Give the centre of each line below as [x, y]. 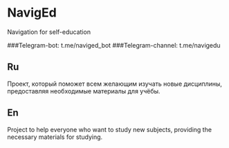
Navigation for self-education [49, 32]
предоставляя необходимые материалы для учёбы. [84, 91]
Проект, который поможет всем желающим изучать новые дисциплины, [115, 84]
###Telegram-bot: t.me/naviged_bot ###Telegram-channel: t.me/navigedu [114, 45]
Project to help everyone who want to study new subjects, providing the [110, 129]
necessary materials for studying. [55, 137]
